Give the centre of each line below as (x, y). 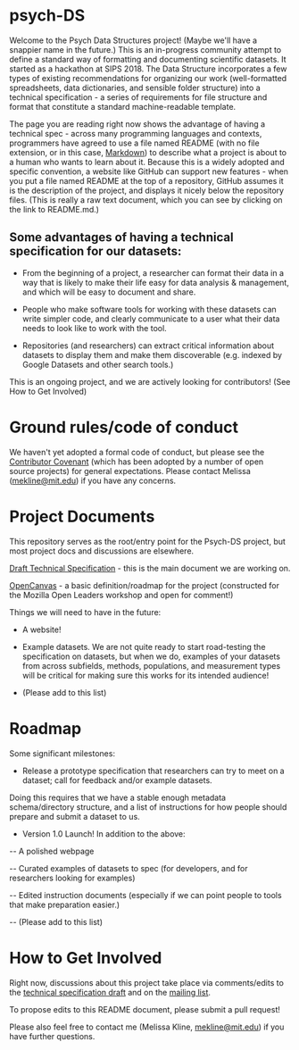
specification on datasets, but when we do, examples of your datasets (151, 656)
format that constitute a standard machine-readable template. (123, 106)
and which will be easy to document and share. (109, 292)
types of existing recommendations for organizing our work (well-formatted (148, 78)
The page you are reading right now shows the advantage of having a (137, 124)
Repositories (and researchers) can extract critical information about (148, 346)
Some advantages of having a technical (121, 237)
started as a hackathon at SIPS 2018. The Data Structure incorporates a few (148, 69)
